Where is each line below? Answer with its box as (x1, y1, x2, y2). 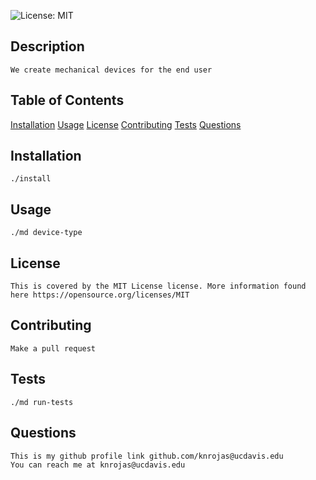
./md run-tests (10, 397, 74, 407)
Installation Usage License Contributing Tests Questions (10, 118, 242, 130)
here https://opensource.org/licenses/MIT (10, 290, 190, 300)
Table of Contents (10, 92, 125, 109)
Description (10, 38, 85, 55)
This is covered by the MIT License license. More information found (10, 281, 307, 292)
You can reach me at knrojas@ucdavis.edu (10, 460, 186, 470)
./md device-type (10, 228, 83, 238)
